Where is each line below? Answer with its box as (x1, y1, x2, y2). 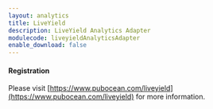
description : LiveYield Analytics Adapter (8, 26, 151, 34)
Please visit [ (8, 84, 50, 93)
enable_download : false (8, 41, 87, 49)
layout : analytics (8, 11, 69, 20)
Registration (8, 65, 50, 76)
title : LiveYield (8, 19, 66, 27)
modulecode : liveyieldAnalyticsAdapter (8, 33, 141, 42)
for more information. (135, 92, 205, 102)
